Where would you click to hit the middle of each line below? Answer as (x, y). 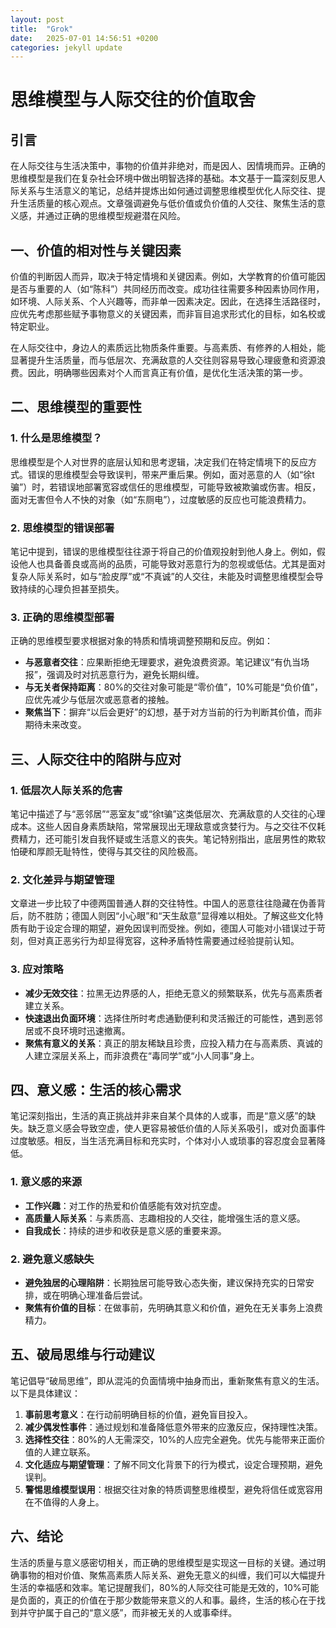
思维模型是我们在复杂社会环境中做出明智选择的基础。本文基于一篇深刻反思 (163, 178)
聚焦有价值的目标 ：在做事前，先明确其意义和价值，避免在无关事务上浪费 (173, 1308)
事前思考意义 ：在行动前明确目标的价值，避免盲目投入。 (138, 1414)
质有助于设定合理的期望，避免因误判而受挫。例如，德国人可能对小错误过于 (163, 928)
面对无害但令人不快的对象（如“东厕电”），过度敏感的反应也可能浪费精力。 (161, 499)
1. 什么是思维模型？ (56, 438)
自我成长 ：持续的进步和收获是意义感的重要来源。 (125, 1230)
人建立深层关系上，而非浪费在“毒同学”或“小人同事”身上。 (142, 1055)
